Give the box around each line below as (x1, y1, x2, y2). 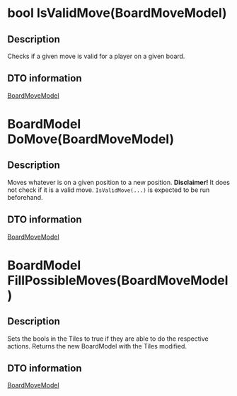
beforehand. (7, 193, 44, 201)
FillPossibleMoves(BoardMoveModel (7, 272, 229, 288)
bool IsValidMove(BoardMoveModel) (7, 5, 228, 21)
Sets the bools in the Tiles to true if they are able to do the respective (7, 334, 209, 343)
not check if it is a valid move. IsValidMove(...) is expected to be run (7, 186, 210, 194)
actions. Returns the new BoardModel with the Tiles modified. (7, 341, 187, 350)
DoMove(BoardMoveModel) (7, 131, 175, 147)
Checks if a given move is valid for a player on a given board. (7, 52, 185, 60)
